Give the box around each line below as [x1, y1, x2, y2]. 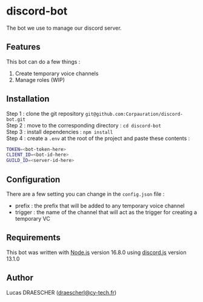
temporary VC [15, 215, 50, 222]
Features [6, 42, 41, 52]
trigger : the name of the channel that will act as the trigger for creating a [15, 209, 198, 216]
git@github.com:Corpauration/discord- [85, 111, 184, 117]
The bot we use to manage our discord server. [6, 24, 122, 32]
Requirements [6, 232, 61, 243]
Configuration [6, 174, 61, 184]
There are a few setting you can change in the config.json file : [6, 190, 165, 198]
